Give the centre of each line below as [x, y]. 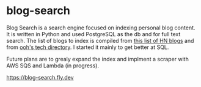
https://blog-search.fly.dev [40, 77]
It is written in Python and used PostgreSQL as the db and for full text [93, 34]
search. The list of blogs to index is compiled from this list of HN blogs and [100, 40]
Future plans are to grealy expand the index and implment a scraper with [98, 59]
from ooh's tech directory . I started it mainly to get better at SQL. [88, 47]
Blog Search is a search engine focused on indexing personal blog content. [101, 28]
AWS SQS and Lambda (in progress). [53, 66]
